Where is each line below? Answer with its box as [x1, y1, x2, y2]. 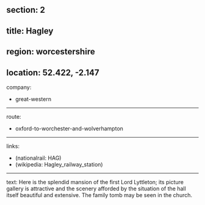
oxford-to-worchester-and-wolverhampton [15, 125, 124, 132]
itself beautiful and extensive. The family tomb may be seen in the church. [6, 191, 193, 198]
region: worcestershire [6, 47, 96, 57]
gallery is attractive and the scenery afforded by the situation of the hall [6, 185, 186, 192]
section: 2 [6, 5, 46, 15]
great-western [15, 95, 52, 103]
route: [6, 113, 21, 120]
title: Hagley [6, 26, 54, 36]
